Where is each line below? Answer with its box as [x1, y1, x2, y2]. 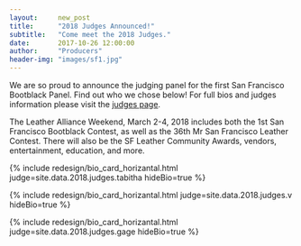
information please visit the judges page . [9, 99, 160, 109]
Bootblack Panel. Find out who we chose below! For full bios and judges [9, 89, 277, 100]
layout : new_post [9, 13, 91, 23]
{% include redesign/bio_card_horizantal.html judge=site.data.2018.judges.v [9, 190, 293, 200]
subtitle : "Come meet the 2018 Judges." [9, 30, 171, 39]
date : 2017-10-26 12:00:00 [9, 38, 135, 48]
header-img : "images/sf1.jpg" [9, 55, 123, 64]
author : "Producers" [9, 47, 103, 56]
